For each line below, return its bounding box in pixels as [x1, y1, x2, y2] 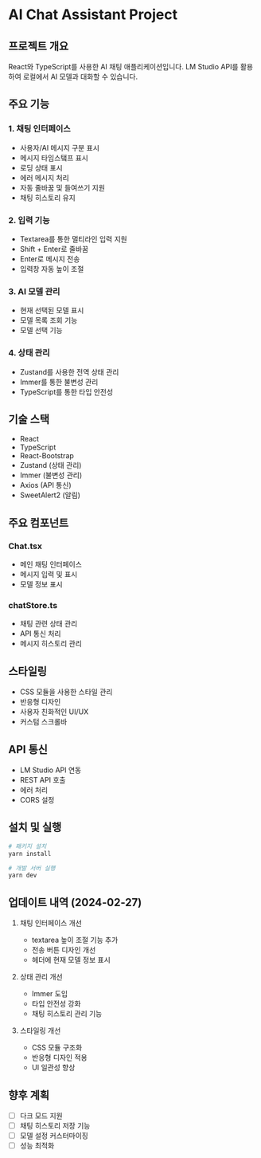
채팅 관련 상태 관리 [19, 619, 78, 629]
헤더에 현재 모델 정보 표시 [31, 955, 111, 965]
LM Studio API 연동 [19, 765, 82, 775]
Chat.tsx [8, 540, 42, 552]
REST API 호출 [19, 775, 66, 784]
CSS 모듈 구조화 [31, 1042, 83, 1053]
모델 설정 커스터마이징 [19, 1131, 89, 1140]
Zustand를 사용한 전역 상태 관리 [19, 367, 119, 376]
